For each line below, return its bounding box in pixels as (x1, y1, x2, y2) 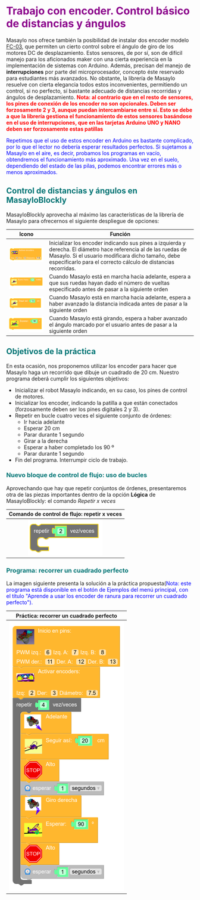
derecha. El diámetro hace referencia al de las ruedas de (49, 246, 187, 253)
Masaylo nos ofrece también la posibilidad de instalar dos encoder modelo (6, 36, 189, 44)
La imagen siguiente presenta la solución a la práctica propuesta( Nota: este (6, 580, 192, 587)
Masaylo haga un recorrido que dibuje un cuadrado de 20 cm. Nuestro (6, 369, 180, 376)
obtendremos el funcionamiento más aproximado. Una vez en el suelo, (6, 156, 179, 163)
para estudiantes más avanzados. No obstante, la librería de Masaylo (6, 75, 176, 82)
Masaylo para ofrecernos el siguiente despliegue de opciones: (6, 217, 160, 224)
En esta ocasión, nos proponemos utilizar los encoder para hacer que (6, 362, 177, 369)
